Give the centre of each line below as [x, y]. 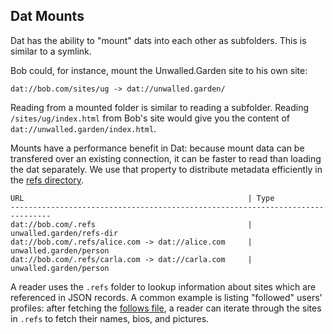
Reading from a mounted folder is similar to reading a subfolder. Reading [159, 107]
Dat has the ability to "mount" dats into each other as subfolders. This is [158, 40]
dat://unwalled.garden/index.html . [83, 128]
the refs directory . [47, 180]
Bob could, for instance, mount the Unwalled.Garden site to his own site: [159, 70]
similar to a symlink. [51, 51]
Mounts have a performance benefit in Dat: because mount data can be [157, 148]
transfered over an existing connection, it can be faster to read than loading [166, 158]
